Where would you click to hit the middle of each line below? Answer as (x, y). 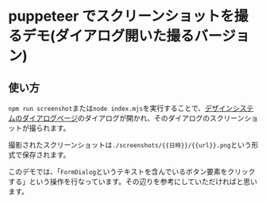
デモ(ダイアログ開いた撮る (108, 36)
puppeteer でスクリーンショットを (121, 16)
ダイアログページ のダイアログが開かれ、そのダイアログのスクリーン (133, 118)
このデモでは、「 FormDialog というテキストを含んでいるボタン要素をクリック (132, 172)
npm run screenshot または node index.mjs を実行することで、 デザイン (121, 108)
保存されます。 (46, 155)
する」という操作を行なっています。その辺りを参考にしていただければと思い (133, 182)
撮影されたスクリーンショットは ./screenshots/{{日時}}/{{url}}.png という (130, 145)
